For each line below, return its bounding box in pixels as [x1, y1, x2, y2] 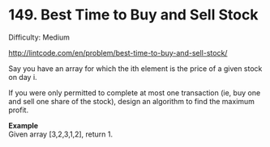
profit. [8, 105, 29, 115]
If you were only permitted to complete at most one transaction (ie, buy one [8, 87, 261, 98]
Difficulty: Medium [8, 32, 71, 42]
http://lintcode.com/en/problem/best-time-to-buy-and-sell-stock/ [8, 48, 228, 57]
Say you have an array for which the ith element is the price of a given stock [8, 63, 263, 73]
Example [8, 120, 39, 130]
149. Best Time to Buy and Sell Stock [8, 6, 259, 24]
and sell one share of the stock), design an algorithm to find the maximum [8, 96, 255, 106]
